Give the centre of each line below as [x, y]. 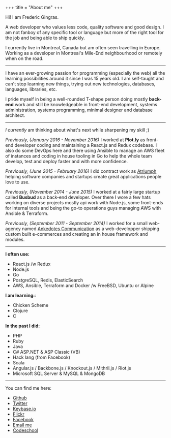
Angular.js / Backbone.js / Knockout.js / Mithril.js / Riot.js [72, 368]
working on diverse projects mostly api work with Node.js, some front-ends [84, 202]
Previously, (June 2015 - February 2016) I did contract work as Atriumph [81, 171]
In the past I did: [23, 326]
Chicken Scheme [31, 305]
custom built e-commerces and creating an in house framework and [77, 234]
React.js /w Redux [32, 264]
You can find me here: [28, 388]
